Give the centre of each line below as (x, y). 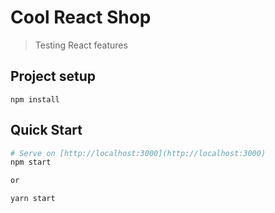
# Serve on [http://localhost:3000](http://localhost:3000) (138, 153)
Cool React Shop (81, 17)
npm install (35, 99)
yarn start (33, 199)
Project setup (53, 76)
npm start (31, 162)
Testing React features (81, 45)
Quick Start (46, 130)
